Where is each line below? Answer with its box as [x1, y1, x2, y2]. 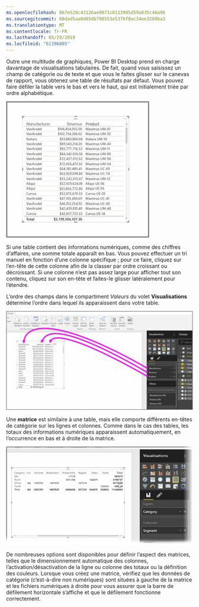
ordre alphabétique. [6, 90, 54, 96]
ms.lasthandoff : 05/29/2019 [6, 34, 76, 41]
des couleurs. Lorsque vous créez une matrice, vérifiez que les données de [6, 570, 191, 577]
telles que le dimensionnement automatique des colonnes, [6, 557, 149, 564]
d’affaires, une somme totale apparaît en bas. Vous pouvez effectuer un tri [6, 250, 188, 257]
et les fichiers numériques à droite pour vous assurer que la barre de [6, 582, 174, 589]
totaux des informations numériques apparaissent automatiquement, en [6, 428, 181, 435]
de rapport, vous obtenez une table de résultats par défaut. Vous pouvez [6, 77, 184, 84]
